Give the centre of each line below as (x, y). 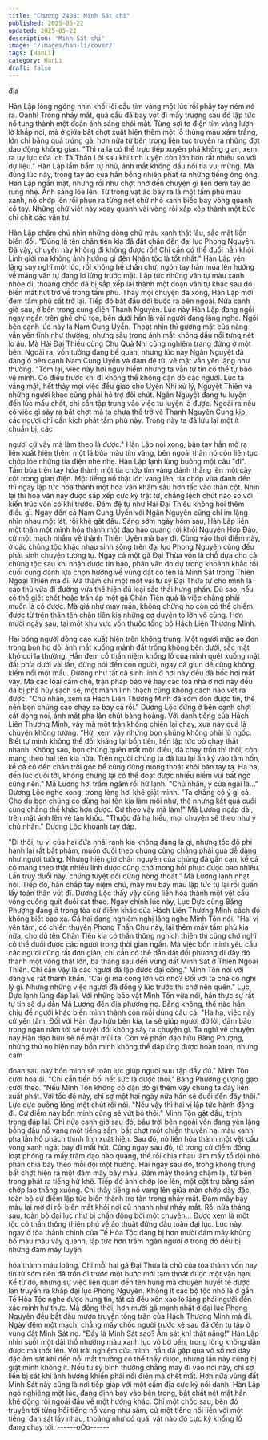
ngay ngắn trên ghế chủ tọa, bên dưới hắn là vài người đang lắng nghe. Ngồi (133, 318)
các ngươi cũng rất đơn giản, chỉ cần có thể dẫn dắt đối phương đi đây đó (129, 952)
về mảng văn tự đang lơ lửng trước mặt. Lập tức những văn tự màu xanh (126, 275)
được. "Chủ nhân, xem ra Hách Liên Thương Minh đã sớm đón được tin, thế (132, 698)
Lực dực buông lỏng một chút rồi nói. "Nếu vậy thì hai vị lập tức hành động (131, 1105)
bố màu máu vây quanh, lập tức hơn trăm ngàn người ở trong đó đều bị (125, 1241)
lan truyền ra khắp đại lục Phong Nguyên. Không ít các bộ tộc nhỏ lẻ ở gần (131, 1290)
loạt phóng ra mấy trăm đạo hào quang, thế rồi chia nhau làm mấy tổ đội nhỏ (134, 1155)
